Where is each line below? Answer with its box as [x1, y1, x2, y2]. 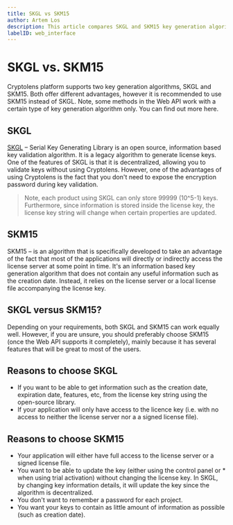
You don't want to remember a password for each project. [17, 496, 183, 504]
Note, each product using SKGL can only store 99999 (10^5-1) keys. [24, 194, 218, 202]
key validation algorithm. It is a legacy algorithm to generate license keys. [7, 151, 217, 159]
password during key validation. [7, 180, 98, 188]
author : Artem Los [7, 17, 60, 24]
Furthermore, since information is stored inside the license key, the [24, 201, 215, 209]
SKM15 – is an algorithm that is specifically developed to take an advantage [7, 247, 223, 255]
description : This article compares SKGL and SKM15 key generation [7, 23, 207, 30]
